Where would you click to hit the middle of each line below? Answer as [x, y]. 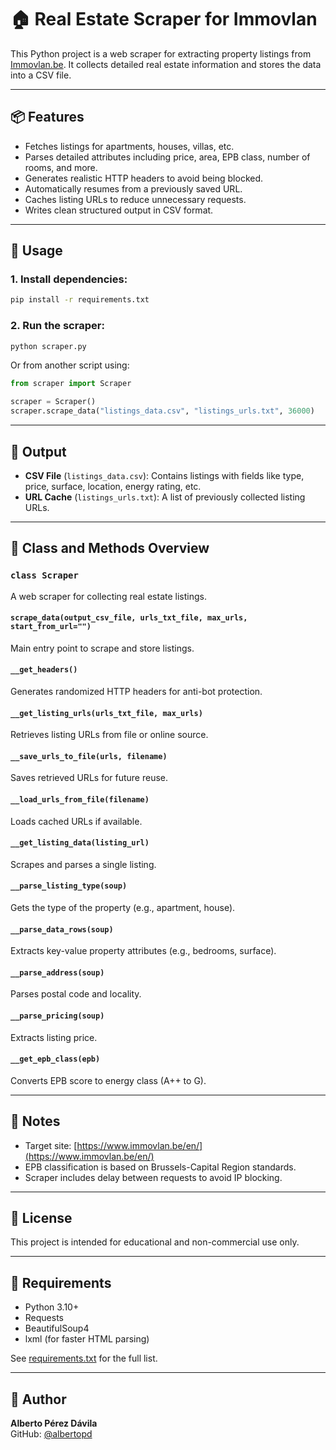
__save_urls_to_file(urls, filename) [89, 756]
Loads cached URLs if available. [76, 821]
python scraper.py [48, 346]
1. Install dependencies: [69, 279]
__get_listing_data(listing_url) [80, 843]
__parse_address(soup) [57, 972]
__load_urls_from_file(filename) [80, 800]
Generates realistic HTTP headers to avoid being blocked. [144, 178]
